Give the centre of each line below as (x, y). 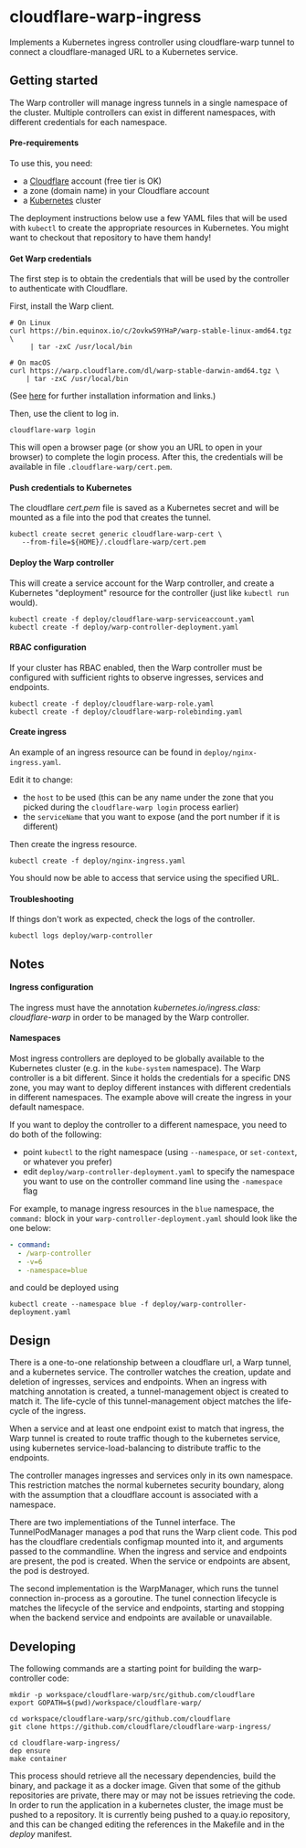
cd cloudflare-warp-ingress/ (65, 1743)
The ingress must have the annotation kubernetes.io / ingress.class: (135, 1007)
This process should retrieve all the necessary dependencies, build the (143, 1776)
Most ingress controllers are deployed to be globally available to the (137, 1058)
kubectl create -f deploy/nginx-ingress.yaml (97, 861)
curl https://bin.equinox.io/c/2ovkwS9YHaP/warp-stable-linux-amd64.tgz (151, 331)
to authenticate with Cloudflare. (69, 289)
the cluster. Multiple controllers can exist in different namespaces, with (142, 112)
